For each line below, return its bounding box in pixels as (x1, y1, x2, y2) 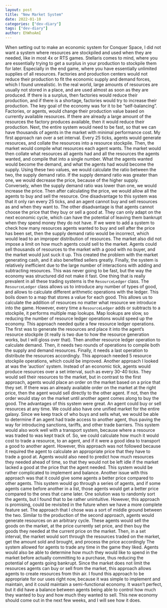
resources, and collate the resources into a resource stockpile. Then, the (5, 140, 155, 146)
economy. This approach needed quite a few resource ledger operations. (5, 321, 156, 327)
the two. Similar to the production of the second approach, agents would (5, 512, 155, 518)
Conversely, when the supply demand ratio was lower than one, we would (5, 183, 157, 188)
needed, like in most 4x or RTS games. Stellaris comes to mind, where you (5, 55, 158, 61)
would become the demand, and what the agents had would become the (5, 161, 155, 167)
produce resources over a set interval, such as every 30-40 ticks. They (5, 369, 152, 374)
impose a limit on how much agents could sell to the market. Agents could (5, 241, 157, 247)
